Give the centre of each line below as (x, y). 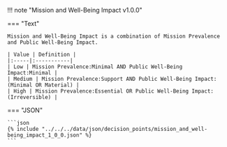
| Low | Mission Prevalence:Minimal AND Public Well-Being (95, 67)
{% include (23, 129)
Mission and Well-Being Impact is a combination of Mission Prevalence (113, 36)
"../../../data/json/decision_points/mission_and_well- (125, 129)
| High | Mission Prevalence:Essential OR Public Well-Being (98, 91)
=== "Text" (23, 23)
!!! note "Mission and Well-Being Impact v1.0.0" (75, 10)
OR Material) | (57, 85)
